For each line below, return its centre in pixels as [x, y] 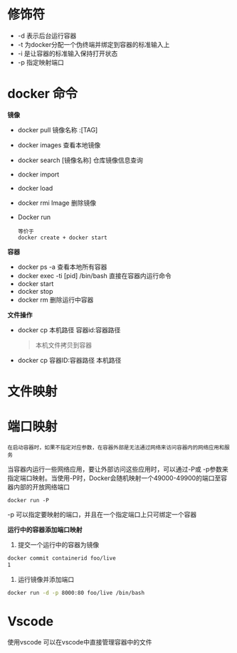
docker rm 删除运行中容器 [56, 299]
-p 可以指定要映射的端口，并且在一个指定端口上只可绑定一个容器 [102, 514]
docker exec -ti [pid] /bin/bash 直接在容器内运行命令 [95, 275]
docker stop [35, 291]
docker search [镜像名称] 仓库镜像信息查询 [80, 160]
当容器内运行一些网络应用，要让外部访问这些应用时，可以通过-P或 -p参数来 [118, 469]
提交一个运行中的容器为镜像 [58, 545]
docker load [35, 188]
